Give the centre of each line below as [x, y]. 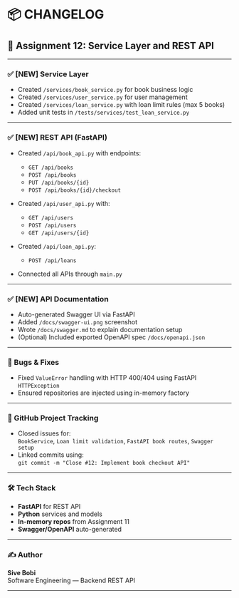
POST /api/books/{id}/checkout [75, 190]
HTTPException [38, 386]
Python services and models [60, 514]
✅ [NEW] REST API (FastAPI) [58, 138]
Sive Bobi [22, 573]
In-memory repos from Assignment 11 [74, 521]
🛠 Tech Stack [32, 488]
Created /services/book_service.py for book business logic [105, 90]
